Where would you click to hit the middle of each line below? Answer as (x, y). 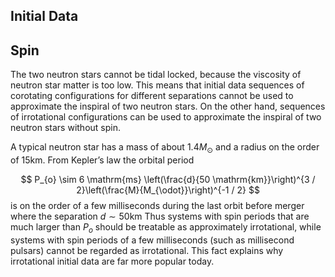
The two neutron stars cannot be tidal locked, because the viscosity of (156, 75)
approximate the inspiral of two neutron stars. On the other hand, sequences (168, 106)
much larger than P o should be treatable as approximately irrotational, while (166, 228)
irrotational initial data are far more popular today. (112, 261)
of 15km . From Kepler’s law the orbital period (102, 160)
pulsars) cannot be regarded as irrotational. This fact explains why (147, 250)
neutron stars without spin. (65, 128)
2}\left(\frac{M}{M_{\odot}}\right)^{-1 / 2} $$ (168, 190)
